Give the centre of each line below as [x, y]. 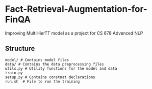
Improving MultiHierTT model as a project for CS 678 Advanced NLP [74, 33]
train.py [14, 73]
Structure [20, 48]
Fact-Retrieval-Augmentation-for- [76, 9]
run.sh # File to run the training [42, 81]
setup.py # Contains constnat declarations [50, 77]
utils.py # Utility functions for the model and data [61, 68]
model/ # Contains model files [37, 60]
